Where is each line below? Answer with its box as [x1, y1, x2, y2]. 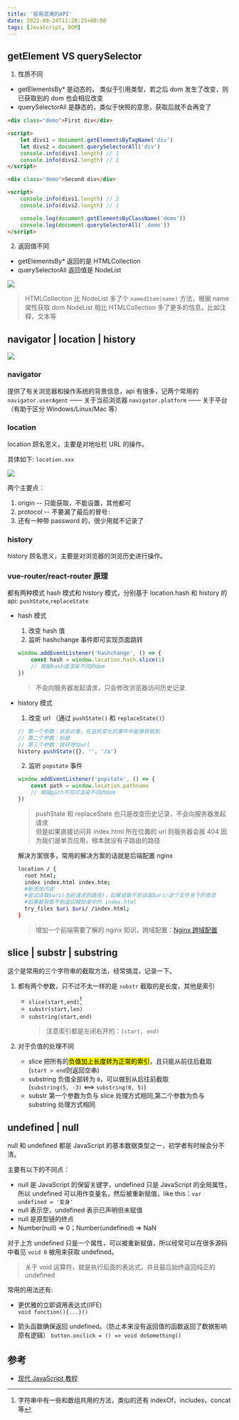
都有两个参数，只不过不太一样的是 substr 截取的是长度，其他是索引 [17, 981, 216, 990]
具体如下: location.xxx [7, 455, 75, 463]
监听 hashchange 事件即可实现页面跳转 [28, 636, 144, 644]
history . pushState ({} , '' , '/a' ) [17, 747, 117, 755]
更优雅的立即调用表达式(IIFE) [17, 1301, 102, 1310]
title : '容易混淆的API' [7, 10, 73, 18]
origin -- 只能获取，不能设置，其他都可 [17, 498, 132, 507]
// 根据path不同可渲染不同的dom [31, 789, 116, 797]
